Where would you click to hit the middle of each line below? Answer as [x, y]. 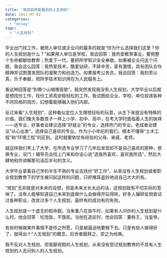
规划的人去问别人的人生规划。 [36, 251]
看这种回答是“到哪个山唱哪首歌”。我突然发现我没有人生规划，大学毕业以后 [81, 89]
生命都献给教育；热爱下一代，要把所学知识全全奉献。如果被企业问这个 [81, 60]
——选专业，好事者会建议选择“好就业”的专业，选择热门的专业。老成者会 [79, 125]
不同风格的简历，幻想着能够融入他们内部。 [49, 102]
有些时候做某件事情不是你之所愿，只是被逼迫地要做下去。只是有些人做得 [79, 228]
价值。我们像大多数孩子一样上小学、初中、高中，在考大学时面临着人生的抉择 [83, 119]
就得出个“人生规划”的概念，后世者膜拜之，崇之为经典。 [70, 234]
